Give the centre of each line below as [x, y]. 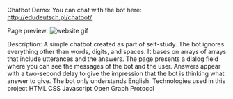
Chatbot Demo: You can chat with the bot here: [74, 10]
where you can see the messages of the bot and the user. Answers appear [114, 66]
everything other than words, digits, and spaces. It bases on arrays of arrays [117, 52]
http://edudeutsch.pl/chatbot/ [50, 17]
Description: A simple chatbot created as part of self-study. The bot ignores [116, 44]
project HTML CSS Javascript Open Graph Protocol [81, 88]
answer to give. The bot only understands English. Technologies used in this [116, 81]
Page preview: [28, 31]
